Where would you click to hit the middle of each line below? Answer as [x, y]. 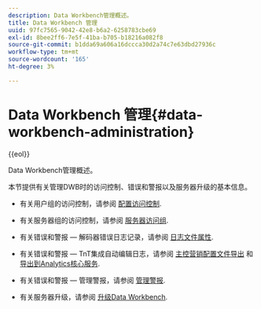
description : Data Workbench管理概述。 [70, 15]
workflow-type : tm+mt [44, 52]
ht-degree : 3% [31, 67]
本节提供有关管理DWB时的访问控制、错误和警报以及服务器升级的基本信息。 [130, 186]
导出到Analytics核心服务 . [60, 263]
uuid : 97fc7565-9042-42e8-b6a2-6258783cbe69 [82, 30]
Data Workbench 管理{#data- [105, 114]
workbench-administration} [101, 132]
